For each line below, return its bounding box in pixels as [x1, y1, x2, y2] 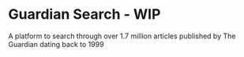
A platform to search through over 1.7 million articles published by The [8, 31, 236, 41]
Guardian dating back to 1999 [8, 39, 104, 48]
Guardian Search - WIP [8, 5, 161, 23]
